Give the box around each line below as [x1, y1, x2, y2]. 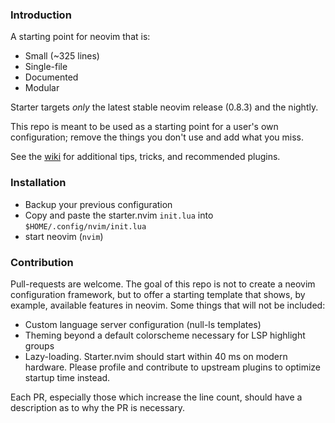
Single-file [24, 61, 68, 73]
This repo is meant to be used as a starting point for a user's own [10, 121, 279, 133]
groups [24, 339, 55, 352]
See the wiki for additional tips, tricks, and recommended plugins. [10, 151, 281, 163]
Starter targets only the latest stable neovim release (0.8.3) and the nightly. [10, 101, 319, 113]
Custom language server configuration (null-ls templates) [24, 318, 262, 330]
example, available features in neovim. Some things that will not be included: [10, 299, 326, 311]
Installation [10, 176, 67, 190]
